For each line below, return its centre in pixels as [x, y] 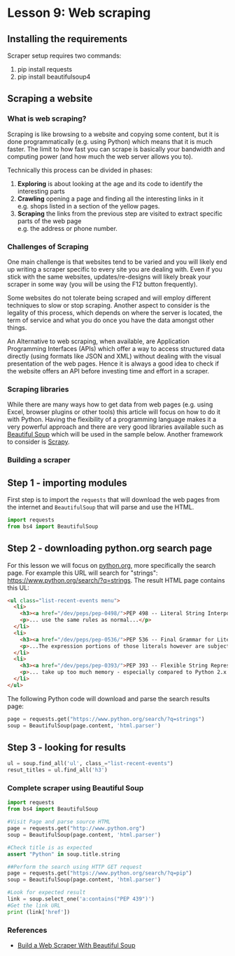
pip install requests [44, 69]
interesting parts [41, 191]
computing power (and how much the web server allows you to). [100, 157]
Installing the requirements [67, 39]
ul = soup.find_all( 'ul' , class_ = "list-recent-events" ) [90, 764]
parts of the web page [49, 221]
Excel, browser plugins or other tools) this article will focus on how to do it [114, 412]
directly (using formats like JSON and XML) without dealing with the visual [114, 356]
